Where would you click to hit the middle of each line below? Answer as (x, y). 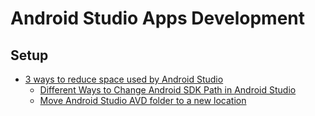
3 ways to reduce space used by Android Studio (124, 79)
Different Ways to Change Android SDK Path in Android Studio (168, 90)
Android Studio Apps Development (158, 18)
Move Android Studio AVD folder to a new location (143, 100)
